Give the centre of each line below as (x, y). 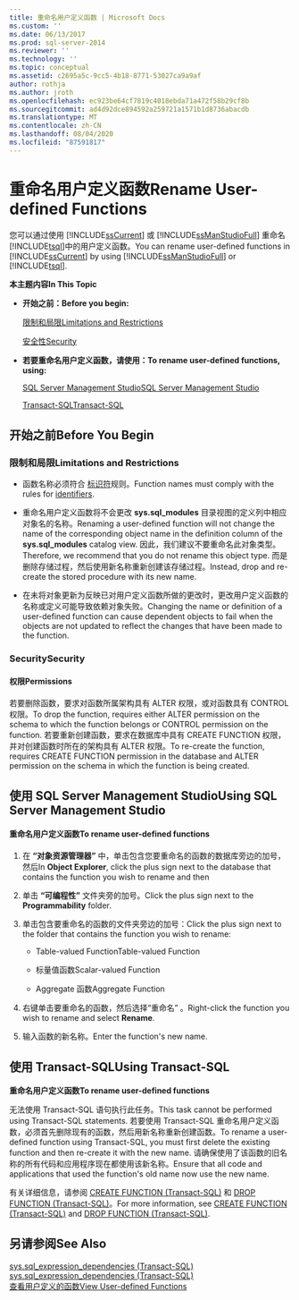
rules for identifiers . (58, 494)
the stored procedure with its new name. (122, 577)
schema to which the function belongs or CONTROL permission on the (139, 724)
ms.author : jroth (42, 92)
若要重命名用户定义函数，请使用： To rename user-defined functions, (151, 360)
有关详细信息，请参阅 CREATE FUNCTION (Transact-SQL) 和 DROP (133, 1192)
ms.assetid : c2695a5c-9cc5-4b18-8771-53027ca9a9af (105, 76)
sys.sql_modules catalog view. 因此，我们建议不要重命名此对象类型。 (151, 544)
